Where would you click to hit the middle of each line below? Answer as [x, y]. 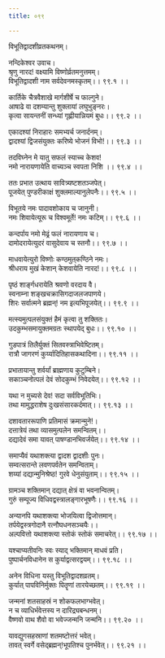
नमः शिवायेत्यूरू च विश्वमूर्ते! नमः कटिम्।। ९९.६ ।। [75, 217]
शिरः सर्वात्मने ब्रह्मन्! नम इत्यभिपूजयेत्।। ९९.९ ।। [74, 303]
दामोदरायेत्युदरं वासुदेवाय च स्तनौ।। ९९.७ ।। [68, 243]
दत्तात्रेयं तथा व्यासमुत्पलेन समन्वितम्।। [58, 430]
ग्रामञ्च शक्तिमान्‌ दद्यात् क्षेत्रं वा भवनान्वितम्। [64, 490]
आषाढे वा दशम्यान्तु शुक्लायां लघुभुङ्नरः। [59, 106]
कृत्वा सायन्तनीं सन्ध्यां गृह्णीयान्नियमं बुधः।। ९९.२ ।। [75, 116]
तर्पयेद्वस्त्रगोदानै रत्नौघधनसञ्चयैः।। [54, 524]
